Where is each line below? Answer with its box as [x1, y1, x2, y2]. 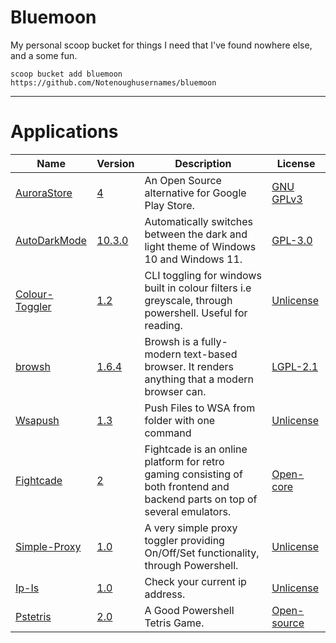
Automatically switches [144, 214, 253, 228]
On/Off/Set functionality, [144, 546, 260, 560]
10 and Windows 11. [144, 252, 243, 266]
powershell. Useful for [144, 306, 248, 320]
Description [174, 156, 232, 170]
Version [96, 156, 135, 170]
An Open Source [144, 173, 222, 187]
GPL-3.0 [271, 233, 313, 247]
